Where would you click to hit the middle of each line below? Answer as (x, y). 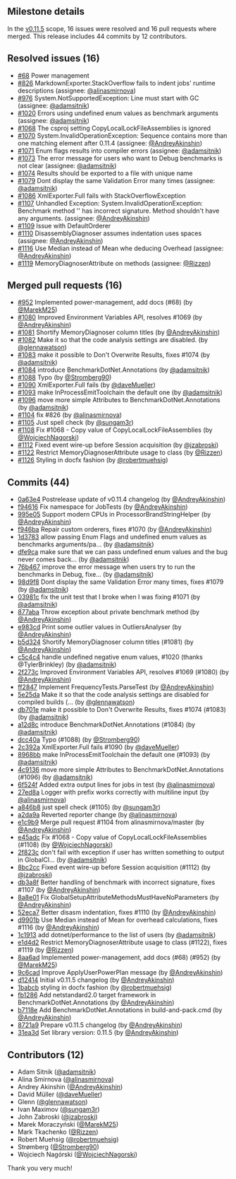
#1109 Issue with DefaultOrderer (64, 225)
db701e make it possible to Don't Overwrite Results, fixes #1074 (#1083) (122, 710)
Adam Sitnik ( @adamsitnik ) (57, 1072)
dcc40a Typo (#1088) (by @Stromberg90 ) (79, 740)
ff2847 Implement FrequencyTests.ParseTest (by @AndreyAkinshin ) (116, 687)
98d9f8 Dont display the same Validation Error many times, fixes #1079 (120, 582)
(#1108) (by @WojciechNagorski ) (65, 845)
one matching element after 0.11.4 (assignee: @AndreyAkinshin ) (110, 143)
